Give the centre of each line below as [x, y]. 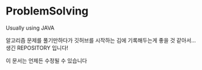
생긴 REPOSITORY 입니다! [37, 48]
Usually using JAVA [30, 28]
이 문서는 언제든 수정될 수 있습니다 [46, 60]
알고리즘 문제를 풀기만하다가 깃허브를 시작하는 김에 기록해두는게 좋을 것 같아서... [101, 40]
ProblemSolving [47, 11]
